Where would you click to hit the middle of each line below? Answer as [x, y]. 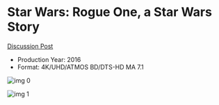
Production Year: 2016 [49, 59]
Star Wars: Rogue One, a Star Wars [109, 12]
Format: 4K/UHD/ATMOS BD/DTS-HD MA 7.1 [80, 67]
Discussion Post [30, 46]
